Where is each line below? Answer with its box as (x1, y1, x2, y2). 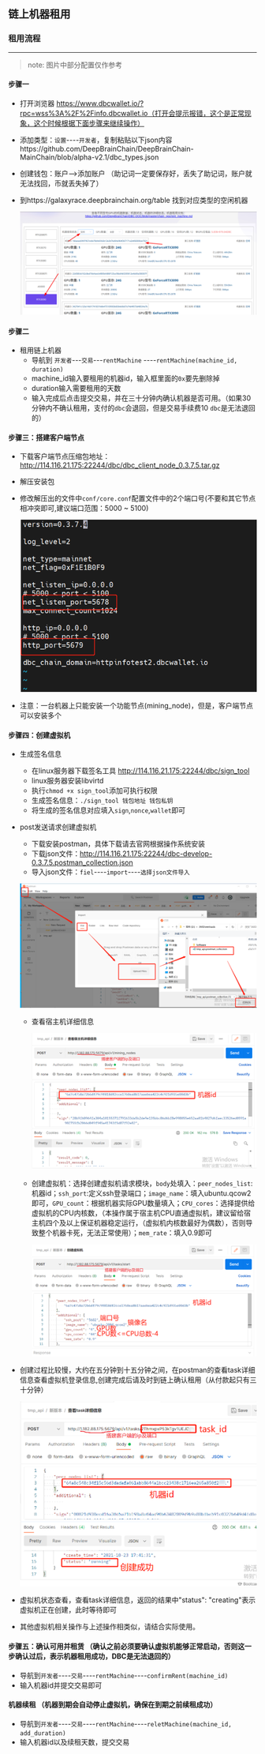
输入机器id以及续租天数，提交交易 (19, 1737, 130, 1747)
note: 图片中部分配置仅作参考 (27, 60, 123, 69)
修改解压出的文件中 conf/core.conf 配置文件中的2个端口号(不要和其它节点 (19, 494, 256, 503)
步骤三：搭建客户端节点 (8, 433, 84, 442)
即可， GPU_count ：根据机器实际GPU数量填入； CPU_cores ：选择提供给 (31, 1198, 256, 1208)
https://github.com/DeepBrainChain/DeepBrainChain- (19, 144, 195, 153)
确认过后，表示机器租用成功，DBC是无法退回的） (14, 1651, 175, 1661)
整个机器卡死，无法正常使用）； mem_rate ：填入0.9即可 (38, 1227, 212, 1238)
